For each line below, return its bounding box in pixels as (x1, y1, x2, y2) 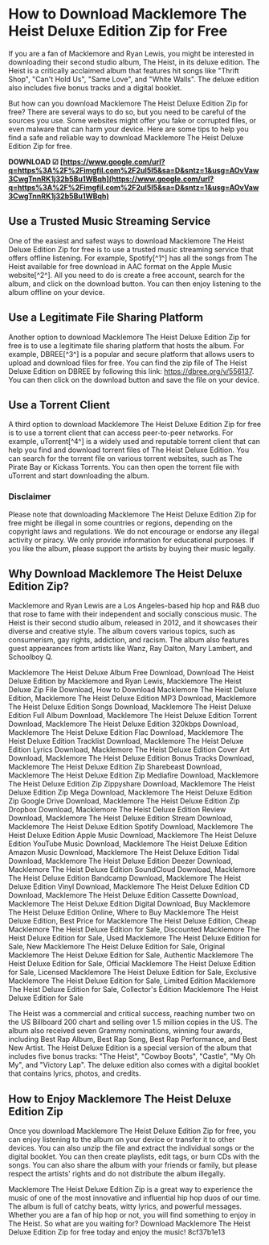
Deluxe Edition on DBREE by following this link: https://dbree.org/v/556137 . (8, 366, 255, 376)
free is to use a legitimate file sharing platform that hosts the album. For (8, 340, 245, 351)
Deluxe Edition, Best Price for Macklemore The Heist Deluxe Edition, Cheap (8, 916, 257, 926)
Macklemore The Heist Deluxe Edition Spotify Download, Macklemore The (8, 822, 254, 832)
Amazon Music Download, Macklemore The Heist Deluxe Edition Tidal (8, 848, 239, 857)
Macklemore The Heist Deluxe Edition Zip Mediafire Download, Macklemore (8, 770, 259, 780)
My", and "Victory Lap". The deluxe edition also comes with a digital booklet (8, 1060, 259, 1070)
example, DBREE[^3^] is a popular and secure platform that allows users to (8, 349, 255, 359)
